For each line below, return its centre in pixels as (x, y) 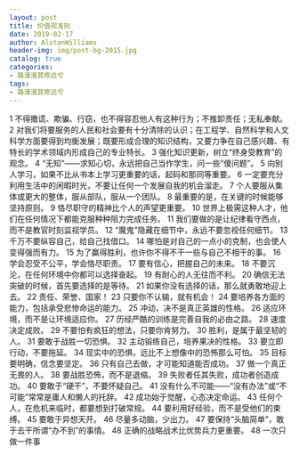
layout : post (33, 17)
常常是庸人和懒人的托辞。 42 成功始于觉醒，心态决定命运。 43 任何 (152, 396)
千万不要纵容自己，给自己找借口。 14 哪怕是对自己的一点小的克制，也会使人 (148, 240)
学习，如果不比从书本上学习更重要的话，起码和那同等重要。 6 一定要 (142, 174)
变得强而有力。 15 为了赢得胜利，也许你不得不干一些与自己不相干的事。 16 (145, 252)
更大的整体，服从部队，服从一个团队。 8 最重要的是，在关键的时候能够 (154, 196)
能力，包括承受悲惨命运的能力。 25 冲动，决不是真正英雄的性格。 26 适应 (144, 307)
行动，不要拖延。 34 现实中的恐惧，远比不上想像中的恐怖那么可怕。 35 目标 (148, 352)
